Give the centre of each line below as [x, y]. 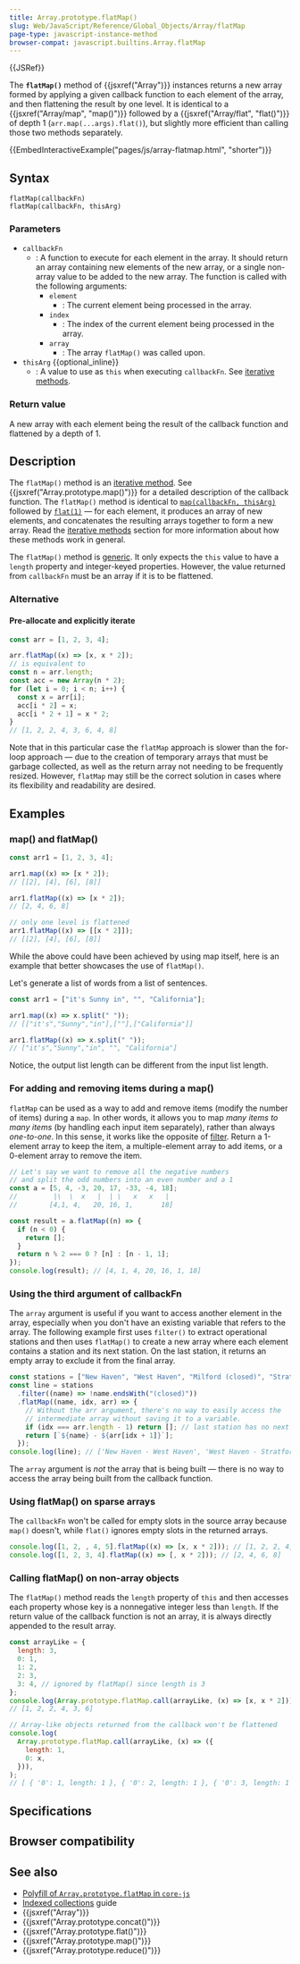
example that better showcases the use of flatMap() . [107, 965]
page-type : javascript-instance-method [83, 34]
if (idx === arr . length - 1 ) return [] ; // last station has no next [158, 1427]
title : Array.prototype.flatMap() [74, 17]
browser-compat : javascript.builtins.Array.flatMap [107, 42]
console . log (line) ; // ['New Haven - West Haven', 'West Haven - [133, 1452]
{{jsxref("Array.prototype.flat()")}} [84, 1931]
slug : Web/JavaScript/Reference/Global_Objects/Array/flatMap [127, 26]
